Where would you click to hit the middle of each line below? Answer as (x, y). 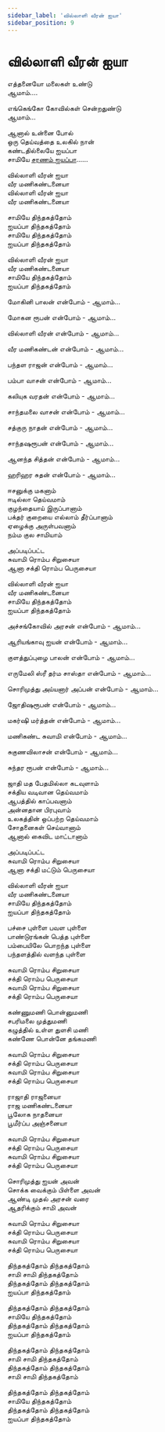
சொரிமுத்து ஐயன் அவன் (43, 1181)
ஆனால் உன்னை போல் (40, 133)
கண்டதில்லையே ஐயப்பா (42, 151)
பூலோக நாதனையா (35, 1114)
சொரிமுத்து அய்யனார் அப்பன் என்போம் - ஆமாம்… (83, 689)
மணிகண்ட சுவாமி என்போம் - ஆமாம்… (67, 736)
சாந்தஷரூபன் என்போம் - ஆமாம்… (61, 443)
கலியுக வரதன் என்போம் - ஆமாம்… (61, 396)
